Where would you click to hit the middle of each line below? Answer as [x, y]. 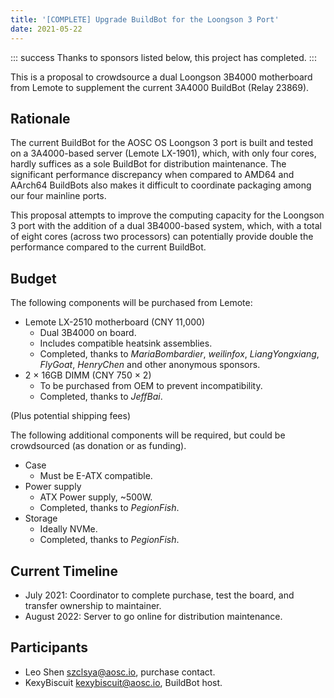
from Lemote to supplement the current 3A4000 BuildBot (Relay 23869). [160, 87]
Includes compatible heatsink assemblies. [126, 343]
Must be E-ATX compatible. [96, 476]
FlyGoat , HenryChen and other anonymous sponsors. [150, 365]
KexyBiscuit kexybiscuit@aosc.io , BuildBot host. [123, 682]
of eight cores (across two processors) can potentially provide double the [162, 237]
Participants [49, 647]
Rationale [40, 118]
